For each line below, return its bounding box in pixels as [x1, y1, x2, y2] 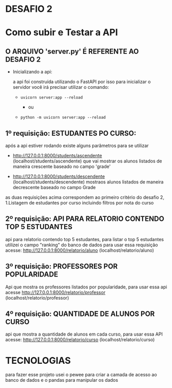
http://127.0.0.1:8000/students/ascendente [12, 153, 102, 158]
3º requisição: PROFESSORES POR [5, 262, 118, 271]
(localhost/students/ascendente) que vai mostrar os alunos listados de [12, 158, 162, 164]
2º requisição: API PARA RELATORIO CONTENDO [5, 214, 164, 224]
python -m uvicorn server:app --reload [20, 115, 106, 120]
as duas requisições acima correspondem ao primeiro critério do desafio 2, [5, 194, 164, 200]
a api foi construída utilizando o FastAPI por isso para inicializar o [12, 79, 151, 85]
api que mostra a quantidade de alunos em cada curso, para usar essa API [5, 331, 163, 337]
